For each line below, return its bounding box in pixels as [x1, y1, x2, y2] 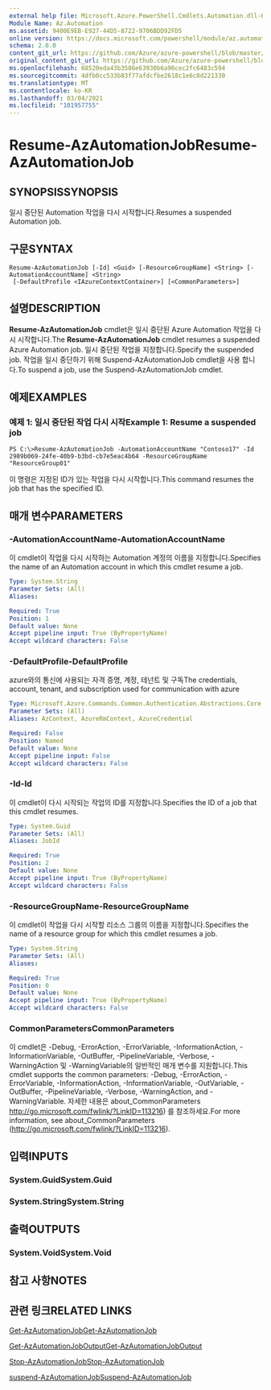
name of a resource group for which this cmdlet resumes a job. [9, 929, 218, 939]
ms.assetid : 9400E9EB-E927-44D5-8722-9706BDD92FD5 [9, 27, 183, 35]
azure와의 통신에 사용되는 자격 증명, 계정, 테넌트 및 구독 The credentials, [9, 675, 238, 685]
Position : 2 [9, 859, 49, 867]
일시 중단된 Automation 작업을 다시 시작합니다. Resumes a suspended [9, 208, 232, 217]
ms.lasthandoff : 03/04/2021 [9, 94, 104, 102]
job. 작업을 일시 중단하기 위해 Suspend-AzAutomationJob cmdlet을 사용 [9, 355, 240, 364]
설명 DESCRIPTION [9, 302, 101, 315]
